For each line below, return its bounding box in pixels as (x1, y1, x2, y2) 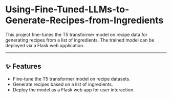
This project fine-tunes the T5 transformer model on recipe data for (5, 31, 147, 37)
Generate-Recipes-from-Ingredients (5, 14, 164, 26)
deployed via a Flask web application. (5, 42, 84, 48)
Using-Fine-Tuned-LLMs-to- (5, 4, 130, 15)
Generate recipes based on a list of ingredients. (12, 81, 114, 87)
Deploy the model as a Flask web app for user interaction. (12, 86, 135, 93)
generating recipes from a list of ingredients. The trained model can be (5, 37, 155, 43)
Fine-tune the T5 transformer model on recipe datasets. (12, 75, 131, 82)
